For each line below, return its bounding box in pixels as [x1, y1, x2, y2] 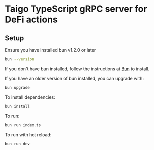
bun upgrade [5, 85, 30, 90]
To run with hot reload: [5, 131, 52, 138]
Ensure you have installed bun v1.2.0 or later [5, 47, 96, 53]
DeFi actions [5, 14, 58, 25]
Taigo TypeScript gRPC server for [5, 3, 147, 15]
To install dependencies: [5, 94, 56, 100]
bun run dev [5, 141, 30, 146]
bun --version [5, 57, 35, 62]
